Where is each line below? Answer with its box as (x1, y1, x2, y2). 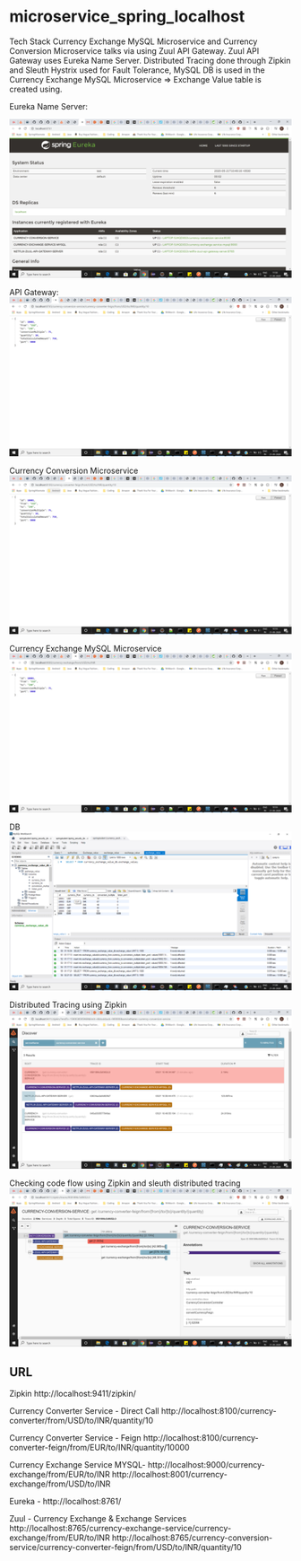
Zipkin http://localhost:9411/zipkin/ (9, 1389, 137, 1399)
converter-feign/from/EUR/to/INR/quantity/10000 (9, 1443, 190, 1453)
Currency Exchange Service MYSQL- (9, 1460, 146, 1470)
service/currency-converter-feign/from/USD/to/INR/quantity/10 (9, 1542, 242, 1553)
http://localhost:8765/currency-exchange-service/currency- (9, 1523, 232, 1534)
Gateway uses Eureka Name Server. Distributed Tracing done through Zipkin (9, 55, 291, 66)
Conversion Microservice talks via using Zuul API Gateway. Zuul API (9, 45, 260, 56)
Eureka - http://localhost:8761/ (9, 1496, 122, 1507)
